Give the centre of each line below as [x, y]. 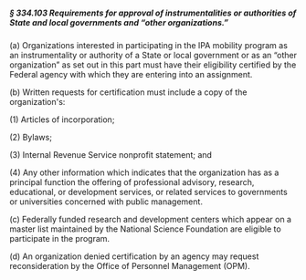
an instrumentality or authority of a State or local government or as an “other [153, 55]
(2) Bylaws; [31, 137]
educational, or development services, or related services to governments [148, 192]
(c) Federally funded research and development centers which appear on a [151, 219]
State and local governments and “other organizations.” [119, 22]
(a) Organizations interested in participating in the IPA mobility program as [148, 45]
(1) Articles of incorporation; [62, 119]
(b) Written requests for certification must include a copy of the [128, 92]
